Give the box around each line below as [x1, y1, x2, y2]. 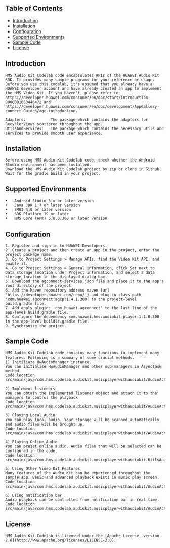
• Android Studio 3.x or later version [5, 198, 94, 204]
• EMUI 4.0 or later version [5, 207, 71, 212]
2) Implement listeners [5, 386, 56, 391]
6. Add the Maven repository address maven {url [5, 288, 110, 293]
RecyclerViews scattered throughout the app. [5, 121, 103, 126]
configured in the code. [5, 448, 58, 454]
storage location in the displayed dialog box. [5, 274, 108, 280]
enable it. [5, 261, 28, 266]
